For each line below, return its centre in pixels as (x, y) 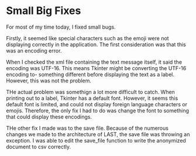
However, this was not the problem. (49, 81)
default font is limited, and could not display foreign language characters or (97, 104)
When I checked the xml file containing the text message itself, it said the (94, 62)
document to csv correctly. (39, 147)
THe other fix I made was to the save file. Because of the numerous (87, 128)
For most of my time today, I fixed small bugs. (61, 27)
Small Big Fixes (44, 11)
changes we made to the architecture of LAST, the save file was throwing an (98, 134)
